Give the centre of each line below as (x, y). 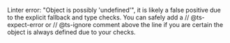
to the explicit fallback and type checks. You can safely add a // (98, 17)
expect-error (25, 25)
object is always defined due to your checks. (71, 32)
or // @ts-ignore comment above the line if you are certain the (134, 25)
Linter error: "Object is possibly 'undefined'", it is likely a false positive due (114, 10)
